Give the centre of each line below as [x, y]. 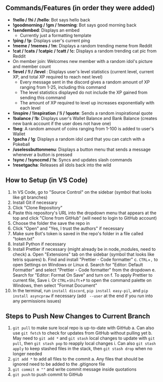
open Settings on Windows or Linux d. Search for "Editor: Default [78, 264]
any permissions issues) [37, 301]
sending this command [43, 98]
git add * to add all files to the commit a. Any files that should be [78, 359]
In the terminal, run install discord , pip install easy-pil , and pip [80, 290]
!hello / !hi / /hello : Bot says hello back [51, 20]
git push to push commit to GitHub [48, 375]
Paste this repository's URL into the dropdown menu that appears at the [84, 213]
